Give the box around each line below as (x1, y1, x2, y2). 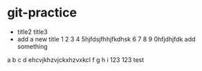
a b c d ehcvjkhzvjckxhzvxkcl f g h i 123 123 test (7, 55, 145, 63)
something (17, 42, 48, 50)
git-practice (7, 5, 77, 21)
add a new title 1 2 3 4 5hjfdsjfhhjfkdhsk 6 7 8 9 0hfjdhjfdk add (17, 34, 196, 43)
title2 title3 (17, 28, 48, 36)
